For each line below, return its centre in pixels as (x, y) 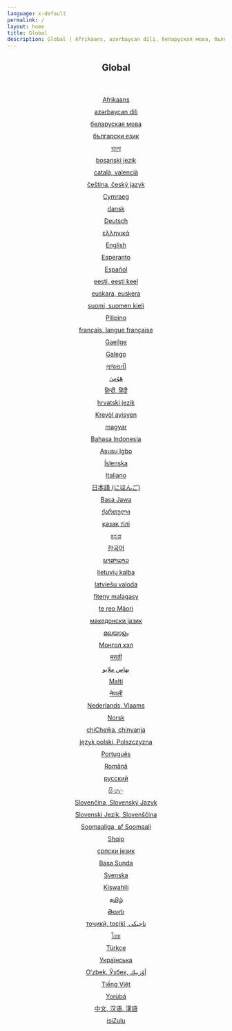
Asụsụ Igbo (116, 451)
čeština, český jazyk (116, 184)
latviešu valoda (116, 584)
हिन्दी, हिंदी (116, 390)
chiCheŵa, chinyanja (116, 729)
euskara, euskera (116, 293)
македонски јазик (116, 620)
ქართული (116, 511)
